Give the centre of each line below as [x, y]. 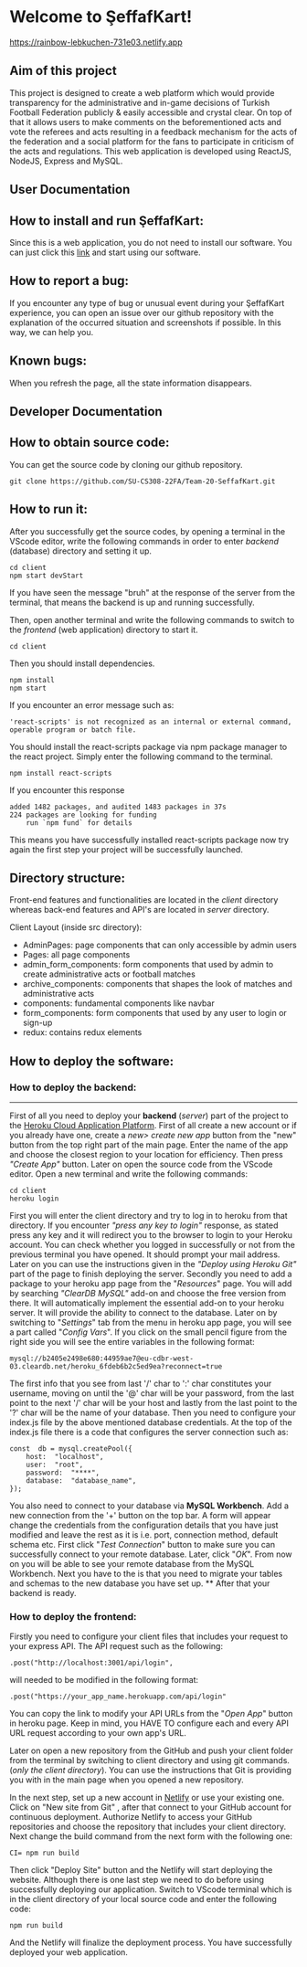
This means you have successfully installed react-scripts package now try [149, 840]
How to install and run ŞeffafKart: [106, 221]
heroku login [34, 1199]
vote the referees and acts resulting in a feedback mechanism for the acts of [153, 132]
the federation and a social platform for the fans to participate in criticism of [152, 141]
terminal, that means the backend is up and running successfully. [132, 602]
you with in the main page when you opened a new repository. [127, 1780]
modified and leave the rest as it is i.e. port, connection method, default [144, 1535]
